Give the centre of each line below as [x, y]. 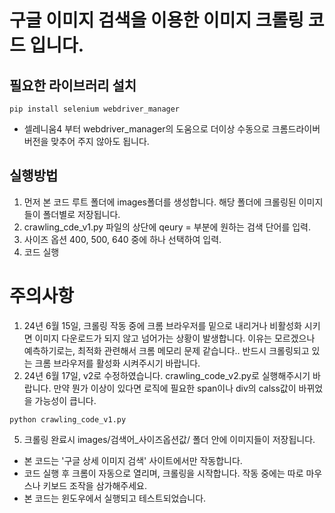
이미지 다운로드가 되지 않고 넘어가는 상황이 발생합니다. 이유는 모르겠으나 [175, 338]
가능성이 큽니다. [65, 400]
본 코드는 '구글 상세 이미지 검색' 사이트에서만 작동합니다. [133, 460]
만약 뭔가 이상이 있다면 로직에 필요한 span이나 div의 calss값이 [175, 388]
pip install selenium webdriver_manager [95, 109]
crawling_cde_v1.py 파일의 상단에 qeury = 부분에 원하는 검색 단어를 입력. [167, 227]
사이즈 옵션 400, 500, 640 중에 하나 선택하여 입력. [122, 239]
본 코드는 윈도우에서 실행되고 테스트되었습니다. [115, 498]
